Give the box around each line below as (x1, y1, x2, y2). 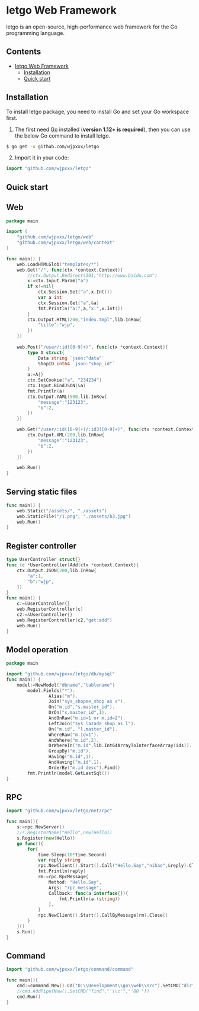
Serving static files (6, 487, 78, 497)
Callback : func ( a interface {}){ (48, 890, 129, 896)
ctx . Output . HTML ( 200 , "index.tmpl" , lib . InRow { (27, 317, 142, 323)
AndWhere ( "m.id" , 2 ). (48, 737, 99, 743)
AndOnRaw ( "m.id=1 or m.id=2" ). (48, 715, 126, 721)
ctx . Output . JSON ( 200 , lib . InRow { (17, 567, 97, 573)
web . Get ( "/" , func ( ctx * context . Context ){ (17, 267, 123, 273)
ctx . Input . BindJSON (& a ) (27, 383, 86, 389)
